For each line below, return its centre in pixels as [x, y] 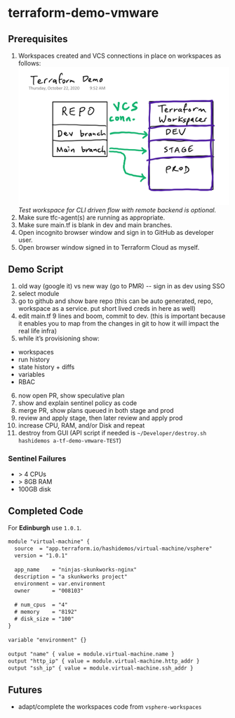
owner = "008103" [49, 591]
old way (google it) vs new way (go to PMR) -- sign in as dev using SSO [121, 286]
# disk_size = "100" [44, 619]
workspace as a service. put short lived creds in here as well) [107, 309]
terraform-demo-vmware [83, 13]
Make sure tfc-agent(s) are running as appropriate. [92, 217]
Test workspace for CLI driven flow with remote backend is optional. [117, 210]
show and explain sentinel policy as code [78, 403]
